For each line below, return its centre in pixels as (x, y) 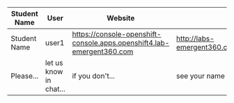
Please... (25, 76)
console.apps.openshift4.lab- (121, 43)
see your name (201, 76)
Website (121, 18)
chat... (55, 89)
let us (54, 63)
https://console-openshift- (117, 34)
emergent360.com (103, 51)
